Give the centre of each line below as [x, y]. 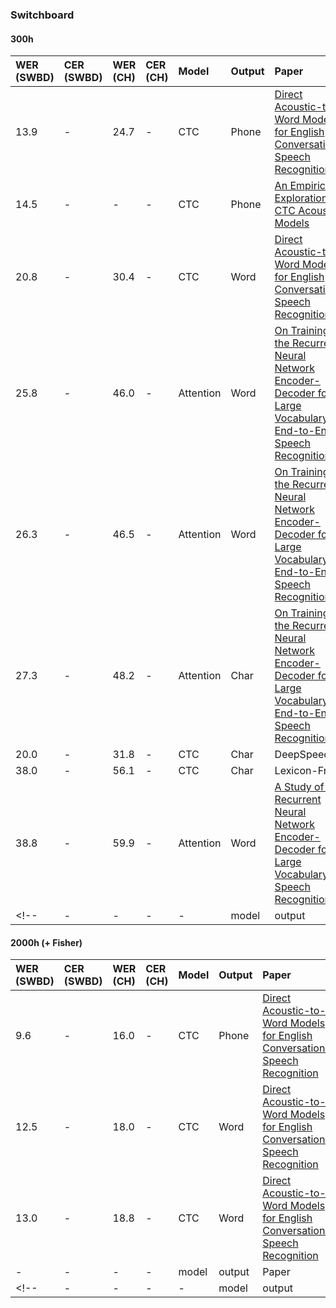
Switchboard [42, 15]
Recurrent [298, 800]
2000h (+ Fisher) [46, 942]
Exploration [301, 198]
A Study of [299, 787]
